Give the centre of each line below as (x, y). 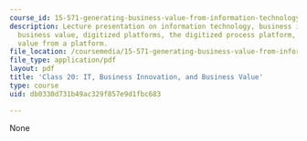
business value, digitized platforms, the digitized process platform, (157, 35)
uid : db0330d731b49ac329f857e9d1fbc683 (85, 94)
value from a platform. (63, 43)
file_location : (38, 52)
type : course (34, 86)
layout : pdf (32, 69)
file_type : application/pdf (63, 60)
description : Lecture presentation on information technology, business (151, 26)
